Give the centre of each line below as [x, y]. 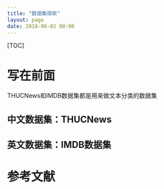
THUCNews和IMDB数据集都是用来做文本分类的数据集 [82, 96]
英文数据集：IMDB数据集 [59, 145]
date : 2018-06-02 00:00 [41, 26]
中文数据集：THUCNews [59, 119]
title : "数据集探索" [33, 13]
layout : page [26, 20]
